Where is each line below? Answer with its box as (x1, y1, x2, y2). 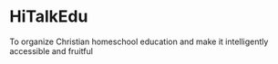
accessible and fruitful (9, 45, 94, 56)
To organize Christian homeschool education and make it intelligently (9, 36, 269, 47)
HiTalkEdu (9, 6, 88, 27)
